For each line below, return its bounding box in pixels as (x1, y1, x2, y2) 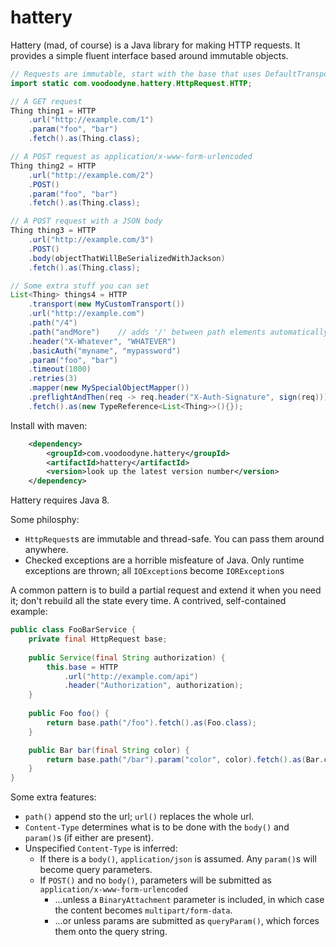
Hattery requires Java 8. (10, 494, 110, 506)
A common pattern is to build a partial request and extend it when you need (10, 584, 322, 596)
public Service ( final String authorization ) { (28, 652, 226, 663)
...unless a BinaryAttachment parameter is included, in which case (54, 894, 325, 906)
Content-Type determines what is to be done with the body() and (24, 821, 290, 833)
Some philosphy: (10, 514, 80, 526)
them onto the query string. (54, 926, 168, 938)
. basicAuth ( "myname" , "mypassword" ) (28, 346, 182, 356)
